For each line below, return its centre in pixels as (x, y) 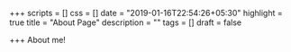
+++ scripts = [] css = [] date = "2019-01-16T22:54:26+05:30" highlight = (146, 13)
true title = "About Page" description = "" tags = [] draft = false (126, 22)
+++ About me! (37, 40)
